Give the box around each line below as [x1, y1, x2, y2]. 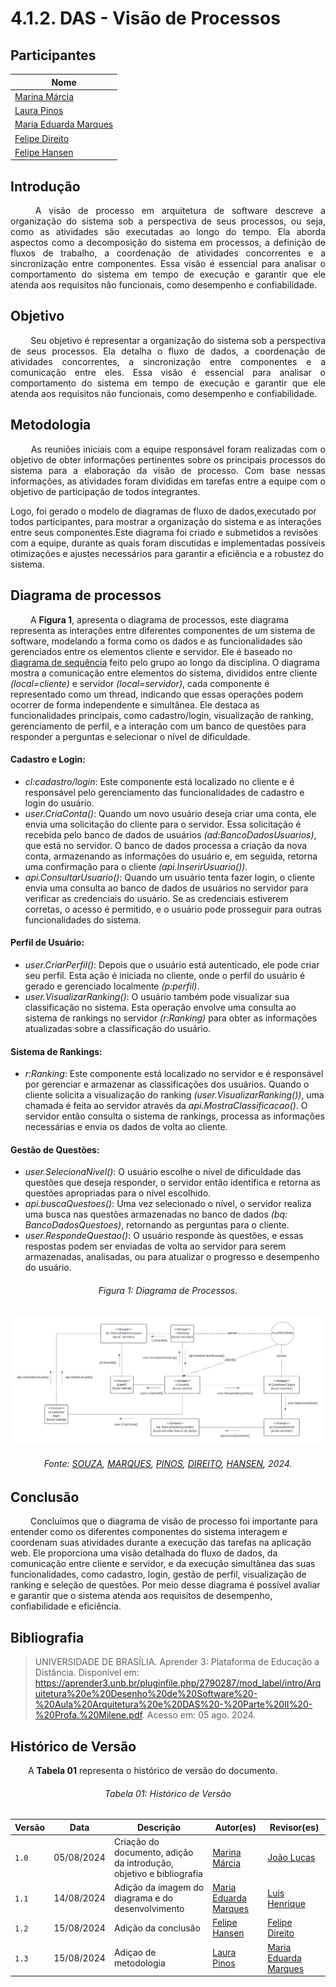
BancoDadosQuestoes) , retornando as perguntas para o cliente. [24, 1219, 290, 1231]
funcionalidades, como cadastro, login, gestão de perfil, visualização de [10, 1568, 307, 1581]
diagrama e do [113, 1892, 174, 1904]
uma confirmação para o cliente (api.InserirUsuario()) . [24, 860, 248, 872]
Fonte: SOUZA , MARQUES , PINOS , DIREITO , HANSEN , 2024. [43, 1458, 293, 1470]
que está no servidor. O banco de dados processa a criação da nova [24, 839, 308, 851]
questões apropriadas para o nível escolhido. [24, 1187, 212, 1199]
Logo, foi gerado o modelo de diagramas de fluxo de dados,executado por [10, 505, 317, 517]
